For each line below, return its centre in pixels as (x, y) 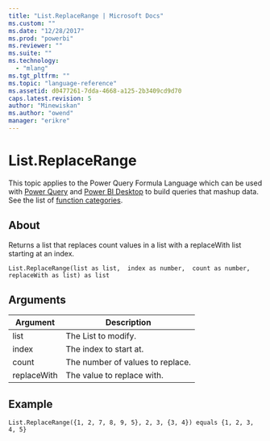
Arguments (37, 300)
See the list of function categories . (66, 200)
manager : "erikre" (39, 121)
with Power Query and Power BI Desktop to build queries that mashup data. (134, 191)
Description (128, 322)
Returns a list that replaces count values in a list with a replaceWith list (125, 245)
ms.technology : (34, 61)
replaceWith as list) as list (59, 275)
